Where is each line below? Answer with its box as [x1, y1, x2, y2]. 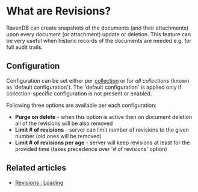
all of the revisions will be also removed [14, 120, 113, 127]
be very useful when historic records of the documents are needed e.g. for [6, 37, 191, 44]
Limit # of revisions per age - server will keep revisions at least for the [14, 139, 190, 146]
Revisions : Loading [14, 179, 64, 186]
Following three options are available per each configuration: [6, 101, 156, 109]
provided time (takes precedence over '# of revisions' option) [14, 145, 167, 152]
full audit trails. [6, 43, 43, 51]
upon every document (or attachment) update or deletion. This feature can [6, 30, 191, 37]
